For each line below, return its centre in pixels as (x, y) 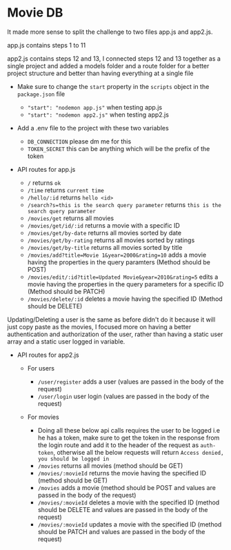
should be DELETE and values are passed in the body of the (123, 509)
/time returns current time (66, 190)
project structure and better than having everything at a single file (100, 73)
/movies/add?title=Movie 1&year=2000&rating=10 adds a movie (117, 255)
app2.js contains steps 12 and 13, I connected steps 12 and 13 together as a (114, 58)
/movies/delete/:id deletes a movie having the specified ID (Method (125, 299)
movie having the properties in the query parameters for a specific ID (125, 284)
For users (41, 368)
